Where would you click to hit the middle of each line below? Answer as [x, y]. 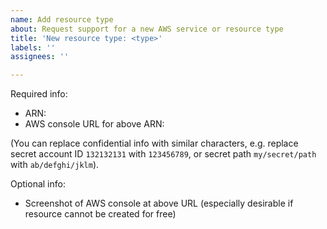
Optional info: [38, 184]
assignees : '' [40, 57]
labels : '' [33, 47]
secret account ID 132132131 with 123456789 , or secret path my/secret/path [163, 154]
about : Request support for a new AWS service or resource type [147, 29]
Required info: [39, 94]
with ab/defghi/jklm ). [55, 165]
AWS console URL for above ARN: [94, 124]
